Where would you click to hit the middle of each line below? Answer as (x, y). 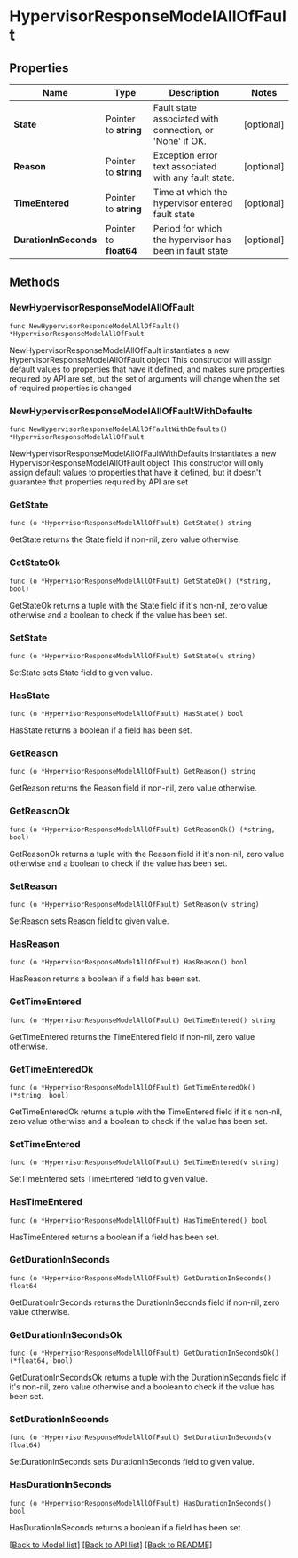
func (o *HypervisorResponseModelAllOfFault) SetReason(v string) (134, 905)
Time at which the (190, 192)
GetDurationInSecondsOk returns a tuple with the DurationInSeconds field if (148, 1378)
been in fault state (191, 251)
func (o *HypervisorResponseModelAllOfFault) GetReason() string (132, 772)
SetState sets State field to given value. (81, 673)
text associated (185, 166)
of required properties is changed (71, 388)
